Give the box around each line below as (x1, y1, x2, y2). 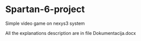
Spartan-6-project (5, 4, 85, 15)
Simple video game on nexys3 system (5, 20, 85, 26)
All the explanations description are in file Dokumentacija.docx (5, 30, 136, 36)
